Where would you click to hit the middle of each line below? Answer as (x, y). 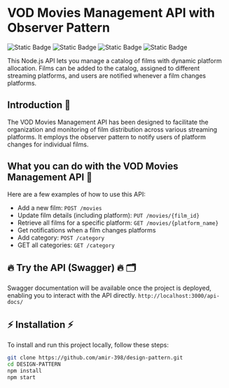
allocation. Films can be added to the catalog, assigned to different (104, 68)
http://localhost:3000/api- (179, 296)
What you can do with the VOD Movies (93, 166)
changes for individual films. (48, 144)
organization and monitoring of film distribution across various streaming (112, 129)
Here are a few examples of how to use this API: (76, 194)
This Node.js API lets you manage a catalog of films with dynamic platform (114, 60)
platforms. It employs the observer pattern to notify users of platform (107, 137)
